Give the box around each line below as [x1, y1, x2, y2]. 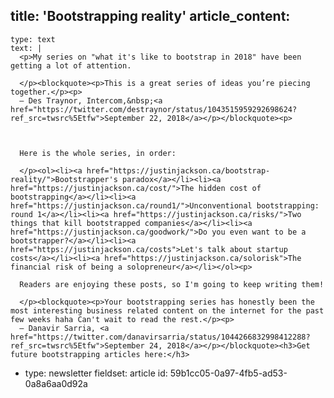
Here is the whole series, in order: [19, 148, 177, 158]
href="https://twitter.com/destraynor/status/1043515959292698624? [10, 104, 298, 114]
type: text [10, 34, 56, 44]
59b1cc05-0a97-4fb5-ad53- [169, 367, 288, 379]
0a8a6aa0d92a [24, 377, 88, 389]
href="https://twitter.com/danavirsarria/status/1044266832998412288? [10, 332, 311, 342]
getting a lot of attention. [10, 60, 132, 71]
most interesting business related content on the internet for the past [10, 305, 325, 316]
